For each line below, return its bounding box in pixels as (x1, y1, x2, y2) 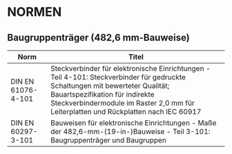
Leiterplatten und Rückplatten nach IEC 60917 (50, 107, 202, 116)
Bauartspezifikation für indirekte (50, 90, 155, 99)
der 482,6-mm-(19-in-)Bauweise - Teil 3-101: (50, 127, 211, 136)
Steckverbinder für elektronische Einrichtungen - (50, 64, 211, 73)
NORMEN (7, 4, 62, 20)
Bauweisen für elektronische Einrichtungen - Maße (50, 118, 217, 128)
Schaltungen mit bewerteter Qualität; (50, 81, 170, 90)
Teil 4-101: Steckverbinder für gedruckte (50, 73, 186, 81)
